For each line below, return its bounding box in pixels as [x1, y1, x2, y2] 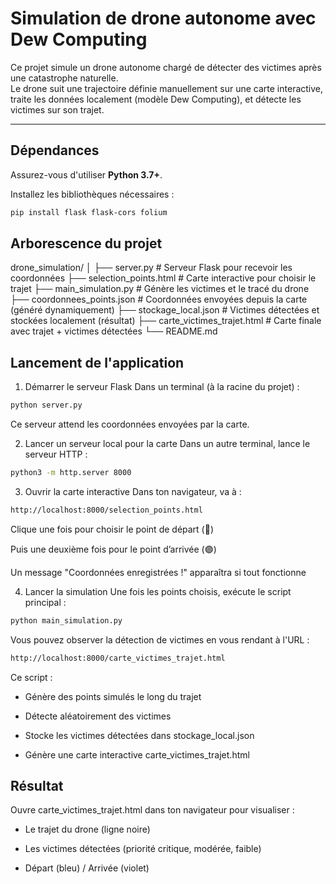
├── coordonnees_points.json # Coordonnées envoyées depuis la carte [10, 293, 308, 306]
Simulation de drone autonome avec [10, 7, 317, 30]
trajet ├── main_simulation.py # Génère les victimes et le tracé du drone [10, 283, 310, 295]
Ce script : [10, 671, 53, 683]
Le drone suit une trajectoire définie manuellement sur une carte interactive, [10, 82, 324, 94]
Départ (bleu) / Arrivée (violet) [24, 862, 150, 874]
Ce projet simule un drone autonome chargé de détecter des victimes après [10, 61, 322, 73]
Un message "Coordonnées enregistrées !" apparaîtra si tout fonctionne [10, 566, 307, 578]
